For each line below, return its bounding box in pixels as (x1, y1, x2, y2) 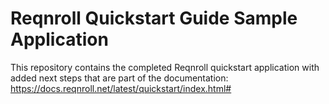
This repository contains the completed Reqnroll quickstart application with (10, 61, 320, 73)
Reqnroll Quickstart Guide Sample (10, 7, 298, 30)
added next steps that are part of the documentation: (10, 72, 229, 84)
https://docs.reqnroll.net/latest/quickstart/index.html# (10, 82, 232, 94)
